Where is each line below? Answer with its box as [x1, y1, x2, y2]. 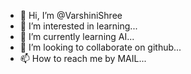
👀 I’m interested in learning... [19, 20, 138, 32]
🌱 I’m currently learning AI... [19, 31, 135, 42]
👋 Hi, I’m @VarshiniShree [19, 10, 123, 21]
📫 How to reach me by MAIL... [19, 53, 147, 64]
